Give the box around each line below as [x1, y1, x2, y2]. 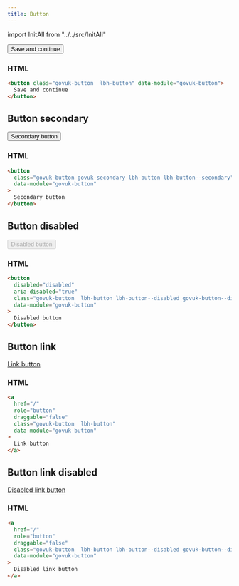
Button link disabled [7, 466, 98, 478]
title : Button [7, 10, 50, 18]
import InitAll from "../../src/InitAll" [7, 30, 107, 38]
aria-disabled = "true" [14, 288, 78, 295]
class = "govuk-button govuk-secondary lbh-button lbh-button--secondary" [14, 174, 234, 181]
